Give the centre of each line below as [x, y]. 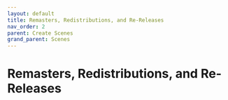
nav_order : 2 [26, 26]
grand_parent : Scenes [39, 40]
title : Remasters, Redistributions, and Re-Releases [86, 20]
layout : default [31, 14]
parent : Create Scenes [40, 33]
